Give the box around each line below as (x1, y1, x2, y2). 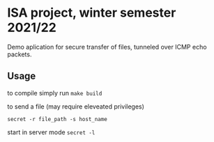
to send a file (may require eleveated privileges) (7, 102, 145, 111)
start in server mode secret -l (7, 127, 95, 136)
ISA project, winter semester (7, 5, 176, 21)
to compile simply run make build (7, 88, 102, 97)
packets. (7, 50, 32, 58)
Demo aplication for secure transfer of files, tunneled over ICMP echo (7, 42, 207, 51)
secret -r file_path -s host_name (7, 116, 108, 123)
